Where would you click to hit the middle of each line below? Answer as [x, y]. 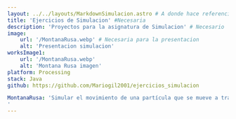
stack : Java [25, 79]
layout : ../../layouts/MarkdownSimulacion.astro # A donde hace [103, 14]
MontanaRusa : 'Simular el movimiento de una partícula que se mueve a [113, 98]
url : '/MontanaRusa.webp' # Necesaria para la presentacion [110, 40]
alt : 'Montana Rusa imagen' [61, 66]
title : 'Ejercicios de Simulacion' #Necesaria [77, 20]
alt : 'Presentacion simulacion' [67, 46]
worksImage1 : [26, 53]
